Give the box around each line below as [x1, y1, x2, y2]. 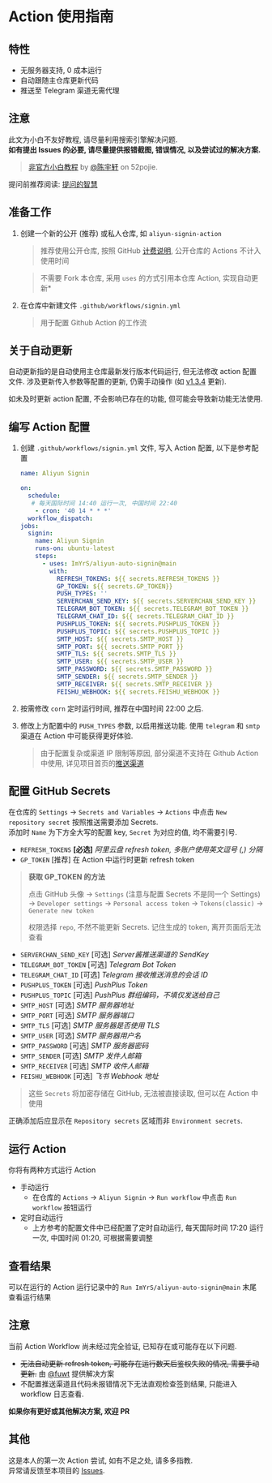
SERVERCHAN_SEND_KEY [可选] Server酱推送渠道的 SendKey [19, 950, 209, 960]
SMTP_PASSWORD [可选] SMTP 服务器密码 [19, 1041, 149, 1051]
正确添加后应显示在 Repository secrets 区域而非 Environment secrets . [8, 1116, 243, 1126]
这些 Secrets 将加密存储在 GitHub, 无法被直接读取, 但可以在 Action [28, 1089, 249, 1098]
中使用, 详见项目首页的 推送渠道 [40, 758, 144, 767]
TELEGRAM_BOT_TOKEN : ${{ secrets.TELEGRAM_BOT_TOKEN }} [56, 605, 249, 613]
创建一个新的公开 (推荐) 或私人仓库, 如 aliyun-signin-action [19, 228, 222, 238]
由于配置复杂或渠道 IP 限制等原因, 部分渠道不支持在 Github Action [40, 748, 259, 758]
